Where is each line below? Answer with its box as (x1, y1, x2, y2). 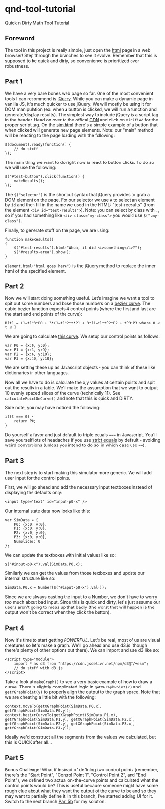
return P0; (14, 419, 36, 424)
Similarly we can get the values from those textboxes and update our (5, 570, 145, 576)
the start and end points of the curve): (5, 311, 82, 317)
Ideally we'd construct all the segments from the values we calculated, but (5, 734, 156, 740)
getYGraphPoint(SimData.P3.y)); (5, 726, 71, 730)
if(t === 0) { (5, 414, 34, 419)
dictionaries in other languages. (5, 370, 69, 376)
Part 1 (5, 78, 23, 86)
